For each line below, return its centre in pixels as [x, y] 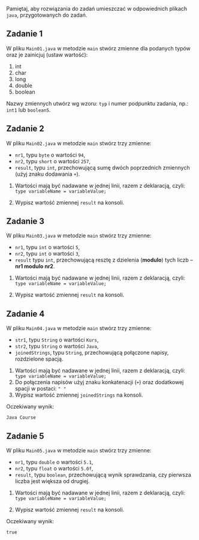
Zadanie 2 [25, 129]
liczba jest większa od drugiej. [52, 481]
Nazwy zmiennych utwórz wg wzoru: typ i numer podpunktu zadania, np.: [97, 103]
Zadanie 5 [25, 436]
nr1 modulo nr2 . [35, 266]
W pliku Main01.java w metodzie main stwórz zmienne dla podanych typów [98, 48]
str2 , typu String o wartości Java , [57, 346]
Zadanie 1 [25, 34]
